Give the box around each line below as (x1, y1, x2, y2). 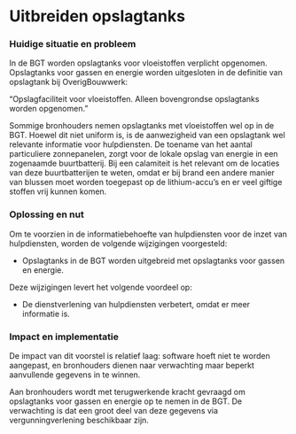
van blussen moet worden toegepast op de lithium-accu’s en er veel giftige (9, 177, 283, 188)
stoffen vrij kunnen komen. (9, 186, 107, 197)
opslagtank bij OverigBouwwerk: (9, 77, 129, 88)
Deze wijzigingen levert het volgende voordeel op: (9, 282, 192, 292)
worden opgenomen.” (9, 104, 89, 114)
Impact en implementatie (9, 330, 120, 343)
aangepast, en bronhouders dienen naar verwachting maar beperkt (9, 360, 255, 371)
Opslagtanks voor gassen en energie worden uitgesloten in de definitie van (9, 67, 284, 78)
